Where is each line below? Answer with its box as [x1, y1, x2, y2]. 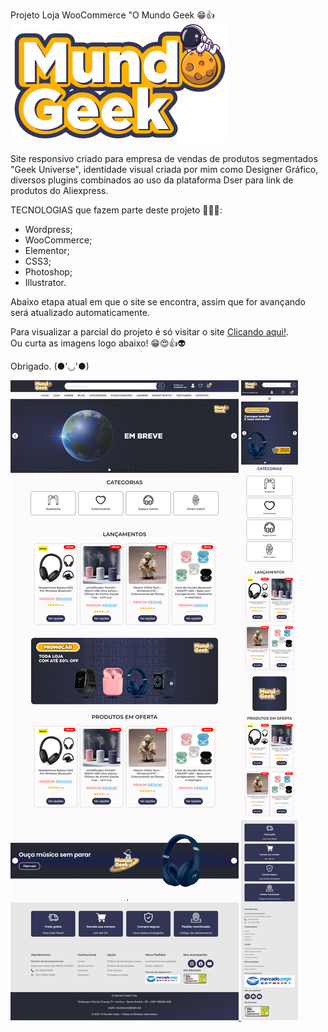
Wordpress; [24, 224, 73, 235]
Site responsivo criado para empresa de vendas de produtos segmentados [10, 153, 318, 164]
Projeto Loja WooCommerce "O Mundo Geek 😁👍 [10, 9, 215, 21]
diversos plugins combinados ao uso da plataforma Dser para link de [10, 174, 294, 186]
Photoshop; [24, 266, 73, 278]
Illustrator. [24, 277, 67, 288]
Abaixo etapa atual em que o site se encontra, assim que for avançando [10, 296, 306, 308]
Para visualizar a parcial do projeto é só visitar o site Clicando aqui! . [10, 326, 290, 338]
